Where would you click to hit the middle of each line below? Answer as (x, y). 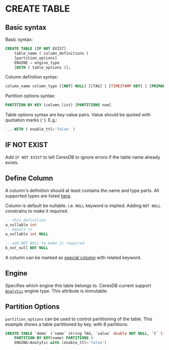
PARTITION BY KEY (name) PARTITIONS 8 (54, 338)
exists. (12, 162)
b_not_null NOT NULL (27, 248)
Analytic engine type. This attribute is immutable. (57, 291)
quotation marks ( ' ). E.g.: (31, 120)
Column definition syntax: (32, 77)
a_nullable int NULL (27, 234)
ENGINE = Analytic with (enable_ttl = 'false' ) (61, 343)
